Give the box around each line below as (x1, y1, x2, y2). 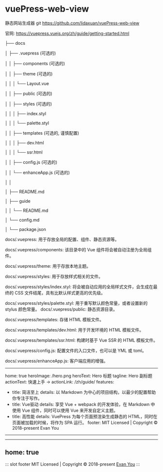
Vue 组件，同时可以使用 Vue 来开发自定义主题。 (21, 407, 118, 413)
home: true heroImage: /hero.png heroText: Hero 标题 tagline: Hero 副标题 (5, 373, 153, 379)
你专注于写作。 (12, 395, 42, 401)
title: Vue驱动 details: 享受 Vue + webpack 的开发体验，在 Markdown (12, 401, 150, 407)
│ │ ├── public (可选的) (5, 90, 52, 96)
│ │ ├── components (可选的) (5, 60, 65, 66)
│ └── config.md (5, 217, 40, 223)
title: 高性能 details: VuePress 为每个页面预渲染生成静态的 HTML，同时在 (12, 413, 158, 419)
